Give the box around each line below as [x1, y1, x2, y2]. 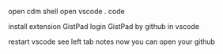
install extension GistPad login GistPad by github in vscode [8, 22, 200, 31]
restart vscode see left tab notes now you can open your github [8, 37, 216, 46]
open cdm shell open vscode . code [8, 7, 125, 16]
